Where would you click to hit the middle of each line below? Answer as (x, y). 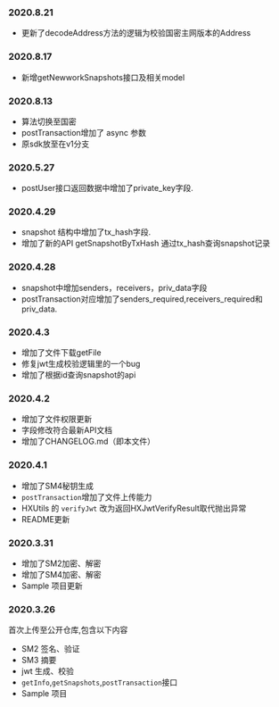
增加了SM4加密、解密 (61, 574)
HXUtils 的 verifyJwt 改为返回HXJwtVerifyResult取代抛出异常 (134, 508)
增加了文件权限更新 (57, 419)
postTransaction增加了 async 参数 (84, 132)
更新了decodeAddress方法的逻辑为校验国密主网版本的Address (136, 33)
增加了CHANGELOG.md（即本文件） (88, 441)
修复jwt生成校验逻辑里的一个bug (81, 364)
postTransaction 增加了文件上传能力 (86, 496)
